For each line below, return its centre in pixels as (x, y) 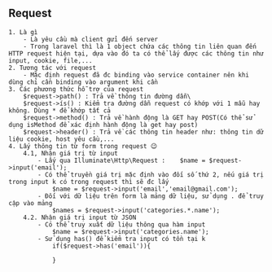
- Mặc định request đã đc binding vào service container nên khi (136, 75)
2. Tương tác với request (52, 68)
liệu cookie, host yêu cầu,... (61, 139)
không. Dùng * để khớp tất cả (60, 110)
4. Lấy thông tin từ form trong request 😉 (83, 146)
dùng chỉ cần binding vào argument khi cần (83, 82)
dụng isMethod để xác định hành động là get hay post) (103, 125)
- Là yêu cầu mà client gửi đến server (91, 39)
